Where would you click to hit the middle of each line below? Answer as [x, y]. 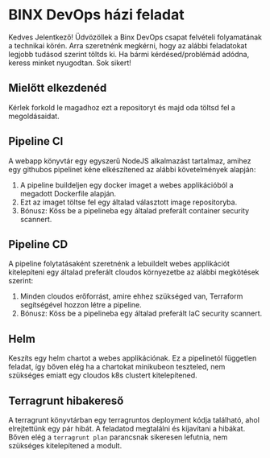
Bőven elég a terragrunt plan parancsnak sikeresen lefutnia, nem [118, 437]
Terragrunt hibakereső [66, 400]
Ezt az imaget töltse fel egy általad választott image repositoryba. [129, 202]
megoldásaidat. [34, 116]
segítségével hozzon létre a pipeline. [81, 305]
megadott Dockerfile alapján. [68, 193]
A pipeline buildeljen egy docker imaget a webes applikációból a [127, 185]
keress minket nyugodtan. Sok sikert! [70, 63]
